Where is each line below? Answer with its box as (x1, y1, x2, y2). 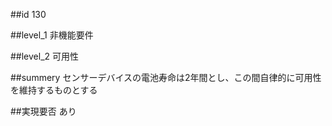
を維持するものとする (10, 84, 98, 96)
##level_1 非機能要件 (10, 29, 94, 41)
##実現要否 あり (10, 105, 77, 117)
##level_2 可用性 (10, 50, 80, 62)
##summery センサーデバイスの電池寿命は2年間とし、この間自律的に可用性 (10, 72, 322, 83)
